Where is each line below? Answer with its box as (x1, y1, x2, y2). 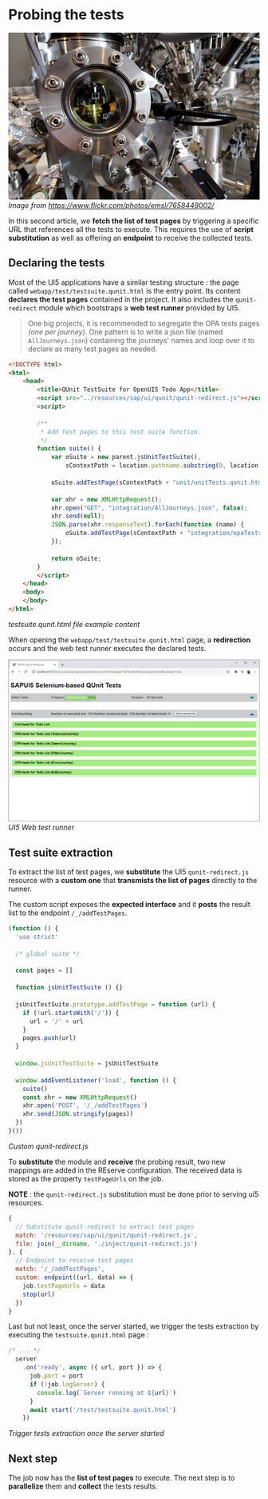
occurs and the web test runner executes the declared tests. (8, 643, 207, 653)
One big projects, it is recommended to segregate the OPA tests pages (27, 318, 260, 328)
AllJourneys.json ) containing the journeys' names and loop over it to (27, 335, 255, 345)
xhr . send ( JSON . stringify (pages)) (22, 1110, 134, 1118)
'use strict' (15, 933, 59, 941)
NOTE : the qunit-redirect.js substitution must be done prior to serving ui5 (8, 1189, 259, 1199)
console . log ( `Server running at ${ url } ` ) (37, 1389, 177, 1397)
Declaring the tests (8, 256, 105, 270)
